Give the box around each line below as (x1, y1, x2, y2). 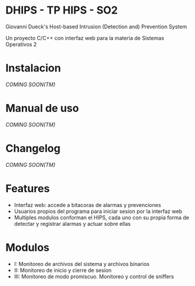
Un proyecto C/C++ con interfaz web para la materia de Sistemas (5, 34, 164, 41)
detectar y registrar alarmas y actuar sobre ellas (14, 220, 131, 227)
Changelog (5, 142, 61, 155)
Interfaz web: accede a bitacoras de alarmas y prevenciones (14, 201, 161, 208)
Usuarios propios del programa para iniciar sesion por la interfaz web (14, 208, 183, 215)
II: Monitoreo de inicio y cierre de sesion (14, 267, 112, 274)
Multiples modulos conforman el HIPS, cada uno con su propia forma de (14, 213, 190, 221)
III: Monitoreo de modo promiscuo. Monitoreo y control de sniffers (14, 272, 174, 280)
